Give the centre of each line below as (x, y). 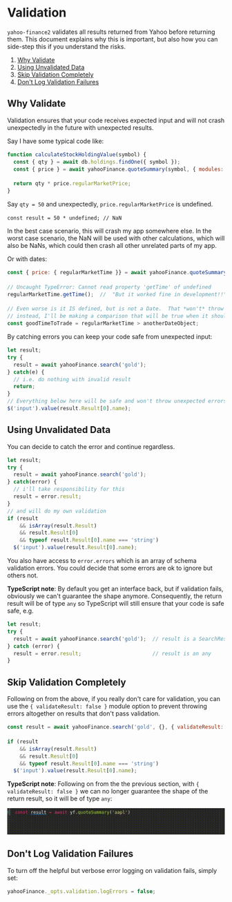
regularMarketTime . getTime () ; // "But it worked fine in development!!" (117, 294)
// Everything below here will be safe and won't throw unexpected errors (117, 401)
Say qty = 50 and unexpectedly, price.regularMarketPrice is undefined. (110, 204)
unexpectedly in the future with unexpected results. (80, 127)
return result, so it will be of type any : (60, 798)
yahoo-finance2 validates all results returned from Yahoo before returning (111, 32)
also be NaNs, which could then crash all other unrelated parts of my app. (112, 246)
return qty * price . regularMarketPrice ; (72, 184)
